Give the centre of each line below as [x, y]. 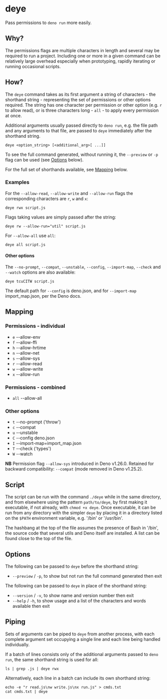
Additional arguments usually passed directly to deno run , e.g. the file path [82, 125]
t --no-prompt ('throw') [37, 422]
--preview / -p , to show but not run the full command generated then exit [87, 576]
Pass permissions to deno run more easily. [49, 23]
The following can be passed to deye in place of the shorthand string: [76, 586]
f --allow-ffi [25, 342]
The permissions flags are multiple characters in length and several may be [82, 50]
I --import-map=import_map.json [47, 443]
